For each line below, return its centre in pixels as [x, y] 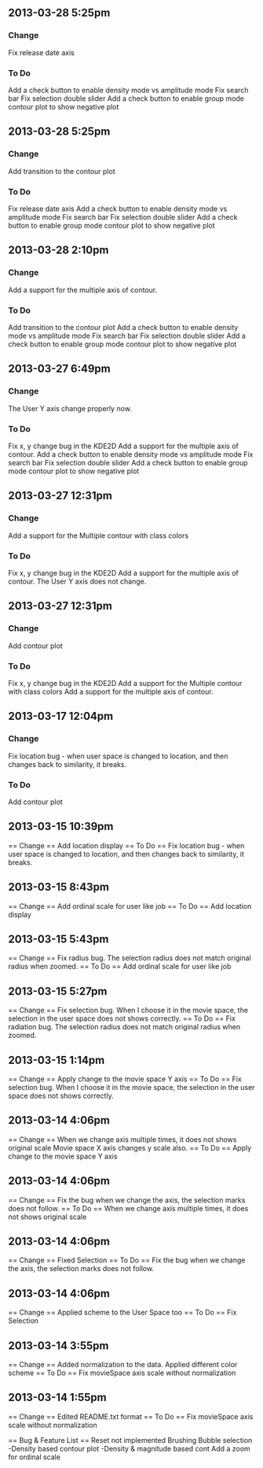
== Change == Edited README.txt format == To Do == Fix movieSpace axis [131, 1416]
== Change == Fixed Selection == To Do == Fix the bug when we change [127, 1260]
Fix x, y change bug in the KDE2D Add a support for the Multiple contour [125, 683]
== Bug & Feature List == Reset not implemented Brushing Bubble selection [130, 1440]
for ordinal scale [35, 1457]
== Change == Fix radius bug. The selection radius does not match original [130, 958]
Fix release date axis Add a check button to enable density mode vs [118, 209]
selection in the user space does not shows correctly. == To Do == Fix [122, 1018]
